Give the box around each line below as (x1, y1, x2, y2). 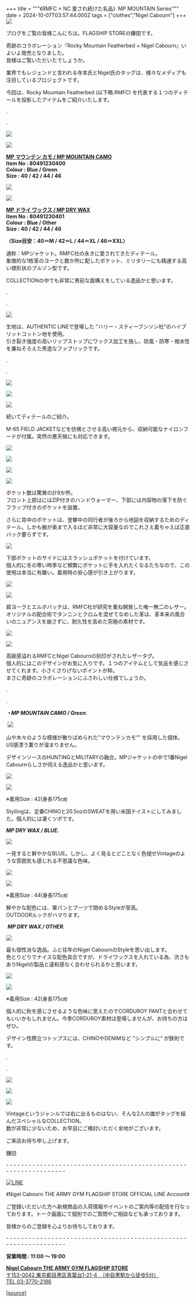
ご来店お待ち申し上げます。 (6, 1137, 72, 1144)
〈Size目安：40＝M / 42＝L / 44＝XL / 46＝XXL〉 (6, 238, 128, 244)
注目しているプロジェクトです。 (6, 77, 83, 83)
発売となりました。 (21, 49, 68, 56)
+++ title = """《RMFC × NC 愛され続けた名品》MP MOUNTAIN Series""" (6, 5, 179, 12)
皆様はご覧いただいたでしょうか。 (6, 57, 88, 63)
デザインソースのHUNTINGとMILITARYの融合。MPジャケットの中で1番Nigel (6, 754, 188, 760)
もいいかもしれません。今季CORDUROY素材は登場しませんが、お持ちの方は (6, 1015, 188, 1022)
